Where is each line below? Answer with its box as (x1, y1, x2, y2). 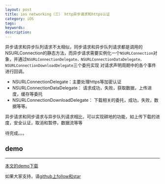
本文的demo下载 (5, 162, 38, 169)
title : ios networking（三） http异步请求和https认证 (5, 12, 110, 17)
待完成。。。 (5, 130, 27, 136)
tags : (5, 21, 16, 26)
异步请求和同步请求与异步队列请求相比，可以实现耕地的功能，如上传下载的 (5, 114, 156, 119)
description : (5, 30, 32, 35)
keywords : (5, 25, 26, 30)
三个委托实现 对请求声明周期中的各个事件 (73, 62, 156, 68)
